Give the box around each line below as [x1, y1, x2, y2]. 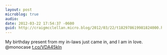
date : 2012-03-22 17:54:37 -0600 [5, 21, 75, 26]
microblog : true [5, 12, 39, 17]
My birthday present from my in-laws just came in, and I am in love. [5, 39, 143, 45]
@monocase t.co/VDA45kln [5, 44, 62, 50]
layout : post [5, 7, 32, 12]
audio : [5, 16, 19, 21]
